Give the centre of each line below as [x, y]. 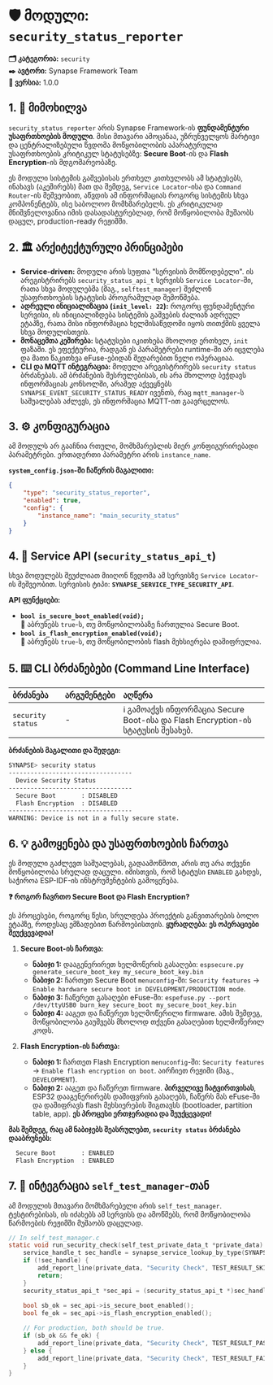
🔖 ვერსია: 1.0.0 [34, 82]
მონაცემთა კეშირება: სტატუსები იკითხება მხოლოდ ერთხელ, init [134, 340]
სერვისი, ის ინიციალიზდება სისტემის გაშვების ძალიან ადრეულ [130, 315]
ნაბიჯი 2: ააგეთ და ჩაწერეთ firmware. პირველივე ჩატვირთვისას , [144, 1087]
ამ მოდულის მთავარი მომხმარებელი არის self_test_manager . [115, 1205]
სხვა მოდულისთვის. [55, 332]
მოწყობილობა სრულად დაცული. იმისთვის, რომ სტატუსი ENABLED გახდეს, [135, 872]
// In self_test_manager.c [54, 1238]
